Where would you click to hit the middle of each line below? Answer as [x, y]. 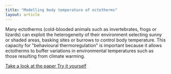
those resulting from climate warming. [45, 56]
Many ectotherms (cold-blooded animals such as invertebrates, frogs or [81, 29]
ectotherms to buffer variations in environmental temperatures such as [80, 51]
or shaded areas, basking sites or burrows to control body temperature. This [86, 40]
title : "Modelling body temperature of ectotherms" [61, 10]
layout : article [22, 15]
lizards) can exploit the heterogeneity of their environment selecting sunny [84, 34]
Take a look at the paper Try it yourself [46, 66]
